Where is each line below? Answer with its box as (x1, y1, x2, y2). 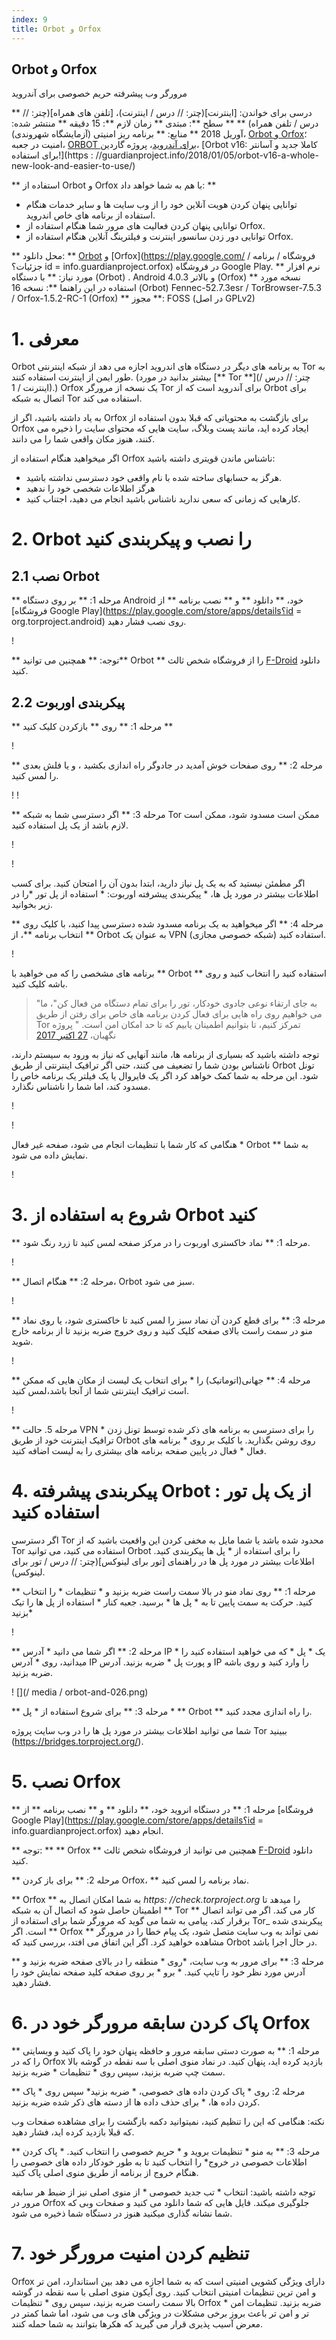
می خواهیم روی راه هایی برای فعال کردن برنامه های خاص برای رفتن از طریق (35, 1008, 323, 1020)
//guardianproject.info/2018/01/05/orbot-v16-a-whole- (95, 149, 319, 161)
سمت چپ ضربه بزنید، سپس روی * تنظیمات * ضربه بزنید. (11, 2066, 226, 2078)
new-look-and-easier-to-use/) (11, 160, 136, 172)
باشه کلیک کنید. (11, 978, 68, 990)
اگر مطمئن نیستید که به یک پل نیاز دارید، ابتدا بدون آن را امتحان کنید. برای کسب (11, 877, 306, 890)
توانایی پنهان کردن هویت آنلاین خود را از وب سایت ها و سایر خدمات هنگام (25, 199, 298, 211)
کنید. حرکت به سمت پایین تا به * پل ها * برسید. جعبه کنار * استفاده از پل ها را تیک (11, 1596, 313, 1608)
